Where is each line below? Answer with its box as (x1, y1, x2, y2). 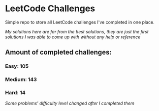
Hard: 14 (5, 89, 26, 96)
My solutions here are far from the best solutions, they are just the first (5, 28, 149, 34)
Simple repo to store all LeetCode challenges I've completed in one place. (5, 19, 155, 25)
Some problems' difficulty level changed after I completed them (5, 100, 134, 106)
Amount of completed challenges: (5, 48, 112, 56)
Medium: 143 (5, 76, 37, 83)
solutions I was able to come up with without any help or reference (5, 34, 141, 40)
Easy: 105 (5, 63, 29, 70)
